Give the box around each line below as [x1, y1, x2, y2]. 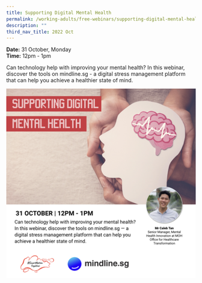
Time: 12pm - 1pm [6, 52, 51, 59]
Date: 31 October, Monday [6, 46, 72, 53]
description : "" [6, 22, 47, 28]
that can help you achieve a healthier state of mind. [6, 77, 133, 84]
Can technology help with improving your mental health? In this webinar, [6, 64, 185, 72]
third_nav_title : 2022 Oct [6, 29, 74, 35]
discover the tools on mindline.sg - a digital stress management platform [6, 70, 186, 78]
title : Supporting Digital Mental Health [6, 10, 112, 16]
